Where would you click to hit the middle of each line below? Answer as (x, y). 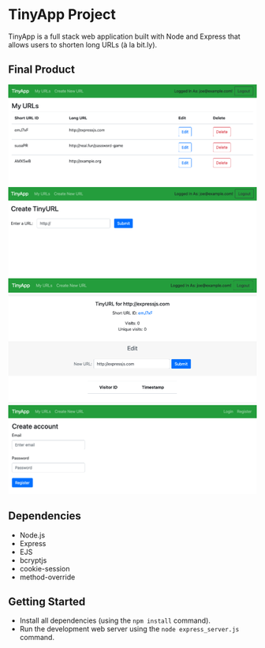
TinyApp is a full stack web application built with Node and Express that (124, 36)
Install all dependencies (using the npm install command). (115, 620)
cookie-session (45, 568)
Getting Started (47, 602)
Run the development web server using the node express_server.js (129, 629)
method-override (47, 577)
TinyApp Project (62, 15)
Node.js (32, 535)
